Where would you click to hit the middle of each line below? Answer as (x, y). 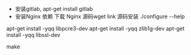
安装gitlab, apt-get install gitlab (54, 9)
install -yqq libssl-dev (33, 35)
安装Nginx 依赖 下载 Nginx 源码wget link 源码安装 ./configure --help (100, 16)
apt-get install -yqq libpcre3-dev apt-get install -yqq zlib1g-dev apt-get (95, 28)
